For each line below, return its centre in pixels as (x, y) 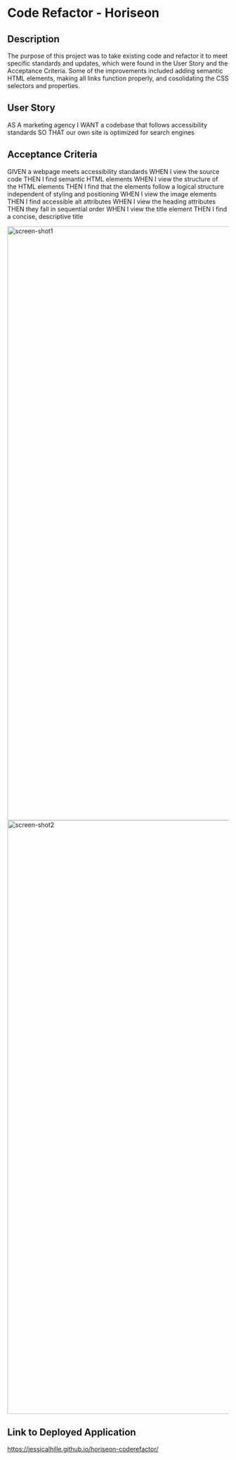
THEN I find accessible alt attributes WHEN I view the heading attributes (112, 201)
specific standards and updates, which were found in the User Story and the (118, 63)
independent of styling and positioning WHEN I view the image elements (112, 194)
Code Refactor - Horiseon (83, 13)
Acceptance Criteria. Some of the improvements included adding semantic (115, 71)
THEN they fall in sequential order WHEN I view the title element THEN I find (117, 208)
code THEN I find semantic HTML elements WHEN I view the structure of (113, 179)
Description (33, 39)
